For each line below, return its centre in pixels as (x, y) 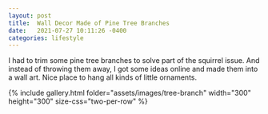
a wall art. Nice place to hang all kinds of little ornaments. (103, 77)
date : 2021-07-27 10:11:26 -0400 (68, 30)
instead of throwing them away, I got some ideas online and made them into (133, 69)
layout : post (30, 16)
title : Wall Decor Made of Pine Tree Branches (89, 23)
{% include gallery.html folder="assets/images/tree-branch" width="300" (130, 93)
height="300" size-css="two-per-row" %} (78, 101)
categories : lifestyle (46, 38)
